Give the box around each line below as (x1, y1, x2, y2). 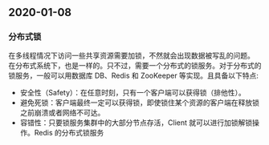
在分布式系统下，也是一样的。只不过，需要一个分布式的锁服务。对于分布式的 (8, 61, 262, 70)
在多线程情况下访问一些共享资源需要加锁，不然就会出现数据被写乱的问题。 (8, 50, 255, 61)
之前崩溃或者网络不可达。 (19, 108, 105, 118)
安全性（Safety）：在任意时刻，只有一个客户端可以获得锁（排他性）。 (19, 88, 247, 98)
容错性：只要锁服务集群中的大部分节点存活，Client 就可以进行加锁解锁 (19, 118, 253, 127)
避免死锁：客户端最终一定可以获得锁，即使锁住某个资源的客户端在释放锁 (19, 98, 259, 107)
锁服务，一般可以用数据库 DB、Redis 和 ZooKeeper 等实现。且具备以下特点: (8, 70, 259, 81)
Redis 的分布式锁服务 (34, 128, 104, 138)
